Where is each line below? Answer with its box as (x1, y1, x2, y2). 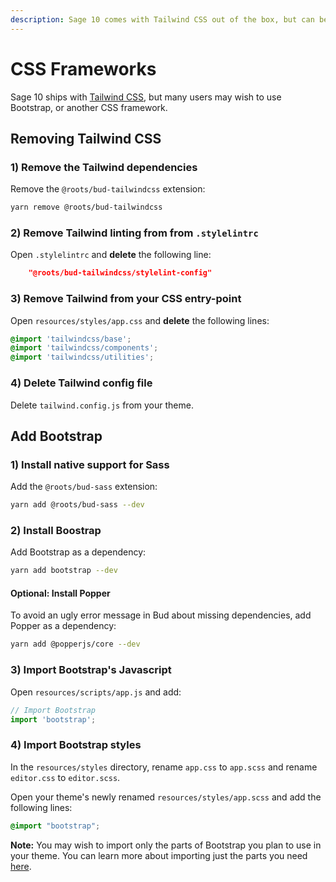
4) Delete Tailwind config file (10, 376, 153, 390)
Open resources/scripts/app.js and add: (10, 686, 182, 698)
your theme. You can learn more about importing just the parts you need (10, 849, 308, 861)
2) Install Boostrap (10, 524, 102, 537)
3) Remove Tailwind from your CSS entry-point (10, 292, 242, 306)
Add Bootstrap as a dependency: (10, 546, 147, 558)
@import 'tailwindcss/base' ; (10, 334, 132, 344)
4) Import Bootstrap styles (10, 738, 142, 752)
